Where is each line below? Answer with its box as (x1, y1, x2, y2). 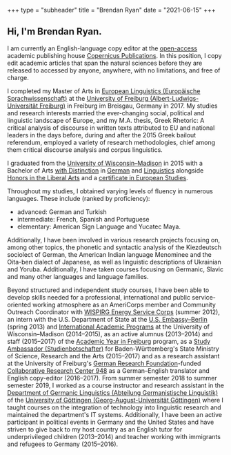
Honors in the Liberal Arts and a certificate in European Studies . (7, 173, 188, 182)
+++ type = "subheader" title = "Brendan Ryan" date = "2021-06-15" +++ (7, 6, 216, 14)
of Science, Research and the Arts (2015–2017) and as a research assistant (7, 351, 220, 360)
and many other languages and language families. (7, 272, 150, 280)
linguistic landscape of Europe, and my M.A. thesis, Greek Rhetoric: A (7, 116, 205, 124)
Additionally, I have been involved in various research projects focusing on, (7, 235, 221, 244)
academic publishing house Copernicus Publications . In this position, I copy (7, 51, 222, 59)
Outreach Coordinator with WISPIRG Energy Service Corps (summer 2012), (7, 307, 221, 316)
